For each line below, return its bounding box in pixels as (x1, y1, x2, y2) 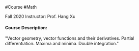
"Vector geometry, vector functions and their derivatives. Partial (5, 35, 135, 41)
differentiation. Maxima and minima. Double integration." (5, 41, 119, 47)
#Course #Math (5, 4, 37, 10)
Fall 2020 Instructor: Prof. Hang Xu (5, 14, 76, 19)
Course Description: (5, 24, 48, 31)
